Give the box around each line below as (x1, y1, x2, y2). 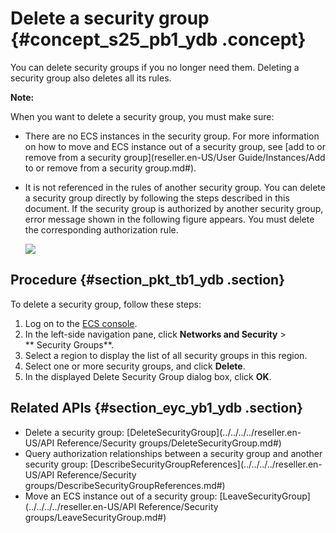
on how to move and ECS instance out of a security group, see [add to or (24, 140, 326, 152)
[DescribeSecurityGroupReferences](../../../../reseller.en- (89, 458, 323, 470)
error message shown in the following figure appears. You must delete (24, 213, 315, 225)
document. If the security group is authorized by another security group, (24, 202, 324, 214)
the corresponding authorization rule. (24, 223, 179, 236)
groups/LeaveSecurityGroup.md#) (24, 511, 167, 523)
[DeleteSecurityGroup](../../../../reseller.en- (126, 426, 302, 438)
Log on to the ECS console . (24, 317, 138, 329)
